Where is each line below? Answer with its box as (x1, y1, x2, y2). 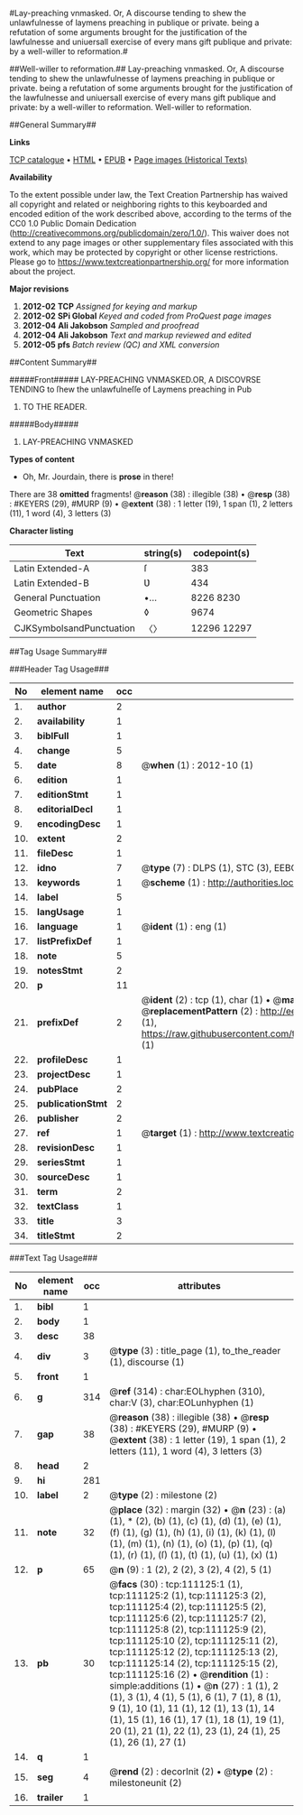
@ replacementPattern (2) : (141, 1005, 259, 1017)
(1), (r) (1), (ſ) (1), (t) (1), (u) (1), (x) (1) (109, 1549, 279, 1560)
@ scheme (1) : (141, 876, 206, 888)
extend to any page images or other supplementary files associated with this (9, 237, 294, 247)
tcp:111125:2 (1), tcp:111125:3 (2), (109, 1589, 267, 1601)
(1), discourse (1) (109, 1356, 185, 1368)
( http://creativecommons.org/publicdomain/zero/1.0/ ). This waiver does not (9, 227, 290, 238)
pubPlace (37, 1083, 79, 1095)
